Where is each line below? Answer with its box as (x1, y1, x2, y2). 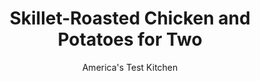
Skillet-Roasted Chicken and (9, 7, 251, 30)
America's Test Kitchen (81, 61, 179, 73)
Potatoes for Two (57, 28, 203, 51)
